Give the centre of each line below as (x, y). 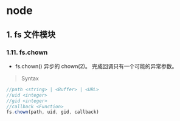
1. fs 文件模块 (31, 34)
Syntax (30, 78)
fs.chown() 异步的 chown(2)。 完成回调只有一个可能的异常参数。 (96, 66)
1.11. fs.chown (27, 52)
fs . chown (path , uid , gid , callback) (53, 112)
